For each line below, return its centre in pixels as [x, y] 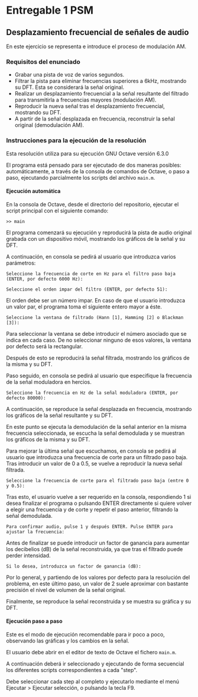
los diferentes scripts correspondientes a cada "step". [72, 670]
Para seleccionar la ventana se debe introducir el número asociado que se [97, 333]
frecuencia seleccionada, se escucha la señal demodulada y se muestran [95, 433]
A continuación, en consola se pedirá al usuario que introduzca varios [91, 256]
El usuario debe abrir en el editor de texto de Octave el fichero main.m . [91, 652]
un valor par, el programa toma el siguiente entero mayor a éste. [84, 307]
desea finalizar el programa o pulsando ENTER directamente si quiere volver [99, 503]
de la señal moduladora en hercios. [49, 382]
